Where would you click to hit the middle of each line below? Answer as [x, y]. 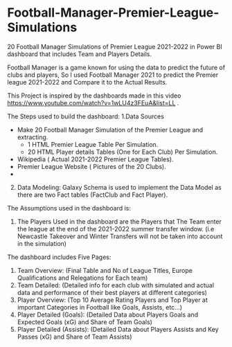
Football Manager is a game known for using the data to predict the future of [116, 67]
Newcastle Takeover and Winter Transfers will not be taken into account [120, 236]
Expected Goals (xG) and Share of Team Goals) [84, 322]
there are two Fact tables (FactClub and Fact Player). [92, 195]
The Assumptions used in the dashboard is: [69, 208]
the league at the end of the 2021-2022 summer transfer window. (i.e [116, 229]
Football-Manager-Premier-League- [113, 13]
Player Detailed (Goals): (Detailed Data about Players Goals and [108, 314]
